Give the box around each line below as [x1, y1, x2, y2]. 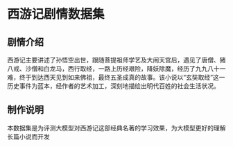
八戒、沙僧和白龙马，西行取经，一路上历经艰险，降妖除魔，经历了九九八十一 [7, 64, 226, 73]
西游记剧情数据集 [7, 6, 105, 22]
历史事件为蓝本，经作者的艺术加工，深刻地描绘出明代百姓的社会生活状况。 [7, 82, 220, 90]
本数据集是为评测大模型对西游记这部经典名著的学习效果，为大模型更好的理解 [7, 123, 226, 132]
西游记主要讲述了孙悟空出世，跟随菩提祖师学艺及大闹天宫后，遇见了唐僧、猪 [7, 56, 226, 64]
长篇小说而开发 [7, 132, 50, 141]
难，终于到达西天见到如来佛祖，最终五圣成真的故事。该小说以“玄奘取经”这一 [7, 73, 225, 81]
